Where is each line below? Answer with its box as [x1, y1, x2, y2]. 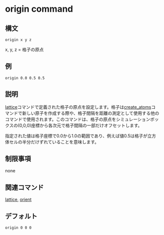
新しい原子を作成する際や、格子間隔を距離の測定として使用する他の [22, 110, 160, 116]
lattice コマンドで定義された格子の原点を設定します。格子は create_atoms [5, 104, 152, 110]
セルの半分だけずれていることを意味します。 [9, 139, 99, 145]
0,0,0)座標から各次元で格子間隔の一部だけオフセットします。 [19, 122, 142, 128]
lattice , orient [5, 197, 32, 203]
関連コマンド [5, 183, 44, 191]
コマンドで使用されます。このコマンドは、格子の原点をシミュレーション [5, 116, 151, 122]
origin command [5, 3, 73, 15]
